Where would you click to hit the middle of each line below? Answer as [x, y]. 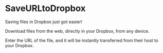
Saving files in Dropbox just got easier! [44, 22]
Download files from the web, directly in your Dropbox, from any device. [77, 31]
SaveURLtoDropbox [45, 8]
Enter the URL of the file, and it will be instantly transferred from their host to [82, 40]
